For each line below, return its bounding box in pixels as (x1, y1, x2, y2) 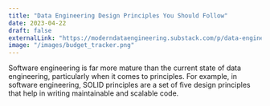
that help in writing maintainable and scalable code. (8, 88, 179, 98)
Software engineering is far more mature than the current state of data (8, 63, 242, 73)
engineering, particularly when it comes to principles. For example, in (8, 72, 238, 81)
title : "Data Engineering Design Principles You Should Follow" (8, 11, 228, 20)
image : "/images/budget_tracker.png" (8, 41, 135, 49)
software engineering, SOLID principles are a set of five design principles (8, 80, 251, 90)
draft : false (8, 26, 52, 34)
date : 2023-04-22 (8, 19, 67, 27)
